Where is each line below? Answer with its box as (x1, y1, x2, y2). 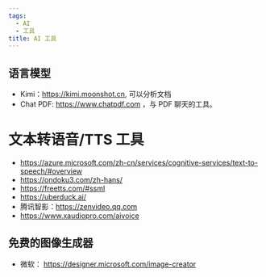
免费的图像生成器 (8, 236, 94, 250)
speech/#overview (19, 166, 83, 176)
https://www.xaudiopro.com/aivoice (19, 211, 139, 220)
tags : (8, 11, 27, 20)
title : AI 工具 (8, 34, 57, 43)
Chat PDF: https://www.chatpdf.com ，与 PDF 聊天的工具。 (19, 99, 217, 109)
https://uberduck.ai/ (19, 192, 87, 202)
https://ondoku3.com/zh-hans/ (19, 175, 123, 184)
